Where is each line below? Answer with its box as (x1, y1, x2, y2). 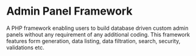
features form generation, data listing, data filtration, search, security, (6, 37, 181, 44)
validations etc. (6, 44, 44, 51)
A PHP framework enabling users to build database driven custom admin (6, 24, 189, 32)
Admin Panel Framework (6, 4, 133, 18)
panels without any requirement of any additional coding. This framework (6, 30, 191, 38)
